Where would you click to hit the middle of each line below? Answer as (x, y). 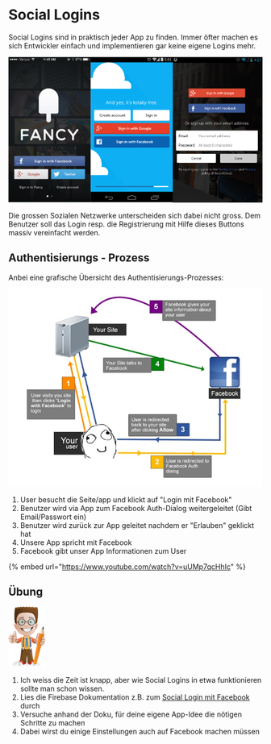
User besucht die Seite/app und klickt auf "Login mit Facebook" (126, 499)
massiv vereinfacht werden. (54, 232)
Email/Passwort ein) (53, 517)
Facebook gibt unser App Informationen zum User (103, 551)
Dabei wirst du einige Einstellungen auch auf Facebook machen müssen (140, 732)
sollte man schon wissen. (62, 689)
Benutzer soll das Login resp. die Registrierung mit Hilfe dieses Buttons (126, 224)
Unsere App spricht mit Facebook (76, 542)
